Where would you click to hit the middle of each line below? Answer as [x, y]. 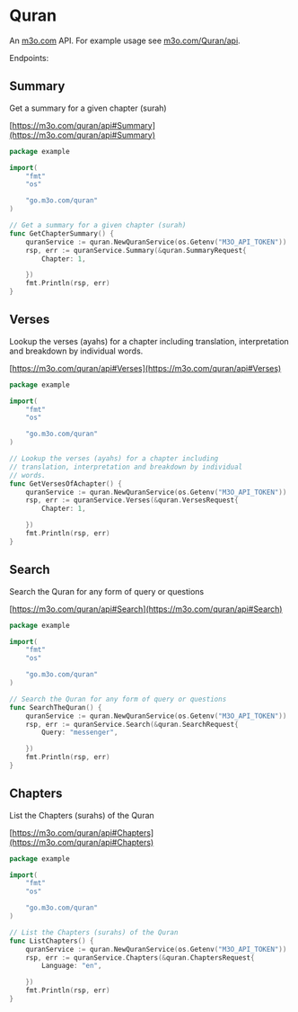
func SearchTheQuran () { [56, 707]
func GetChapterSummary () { [62, 233]
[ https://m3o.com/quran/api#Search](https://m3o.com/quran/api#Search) [146, 609]
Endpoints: [29, 58]
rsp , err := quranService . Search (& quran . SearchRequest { [132, 724]
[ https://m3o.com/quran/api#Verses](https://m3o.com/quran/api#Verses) [145, 368]
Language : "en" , [72, 966]
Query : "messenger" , [80, 733]
